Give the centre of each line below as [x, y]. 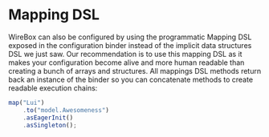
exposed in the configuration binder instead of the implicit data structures [130, 45]
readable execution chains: [53, 88]
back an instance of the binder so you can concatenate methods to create [131, 79]
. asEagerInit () [48, 118]
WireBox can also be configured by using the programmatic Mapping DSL [130, 37]
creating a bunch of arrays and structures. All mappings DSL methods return [135, 71]
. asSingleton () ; [50, 125]
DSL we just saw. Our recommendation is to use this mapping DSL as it [125, 54]
